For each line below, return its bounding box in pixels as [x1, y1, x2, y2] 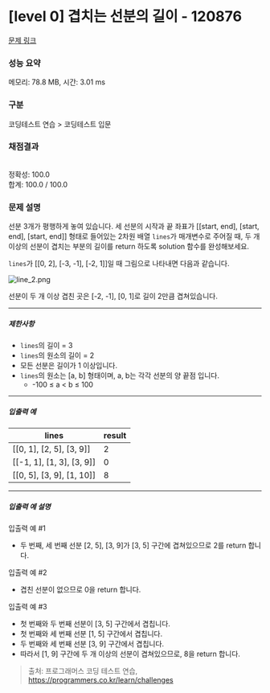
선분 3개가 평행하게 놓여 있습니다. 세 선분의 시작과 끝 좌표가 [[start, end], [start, [8, 222, 260, 232]
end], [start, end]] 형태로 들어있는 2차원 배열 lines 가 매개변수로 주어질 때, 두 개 [8, 232, 260, 241]
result [103, 430, 127, 441]
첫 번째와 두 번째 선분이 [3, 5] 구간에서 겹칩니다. [19, 619, 171, 629]
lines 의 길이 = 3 [19, 341, 73, 351]
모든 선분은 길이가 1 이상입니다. [19, 361, 118, 371]
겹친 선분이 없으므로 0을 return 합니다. [19, 584, 141, 595]
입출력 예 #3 [8, 602, 47, 612]
